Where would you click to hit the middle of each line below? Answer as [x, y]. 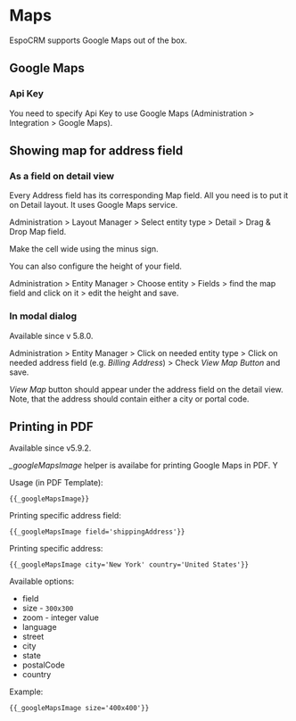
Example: [26, 692]
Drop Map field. [38, 232]
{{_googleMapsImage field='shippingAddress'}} [97, 532]
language [39, 627]
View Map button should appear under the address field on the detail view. [146, 389]
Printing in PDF [51, 427]
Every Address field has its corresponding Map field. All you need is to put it [149, 195]
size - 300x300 [48, 609]
